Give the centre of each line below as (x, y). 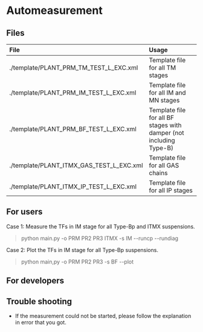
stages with (166, 125)
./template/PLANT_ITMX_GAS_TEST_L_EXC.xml (76, 165)
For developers (35, 281)
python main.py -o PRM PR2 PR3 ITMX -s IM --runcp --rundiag (100, 238)
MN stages (164, 100)
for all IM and (167, 93)
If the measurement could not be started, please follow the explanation (103, 316)
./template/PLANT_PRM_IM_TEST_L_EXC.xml (73, 93)
